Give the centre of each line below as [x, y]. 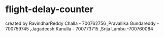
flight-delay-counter [50, 9]
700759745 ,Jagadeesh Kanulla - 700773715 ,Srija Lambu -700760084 [79, 28]
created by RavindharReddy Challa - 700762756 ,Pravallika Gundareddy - [82, 23]
